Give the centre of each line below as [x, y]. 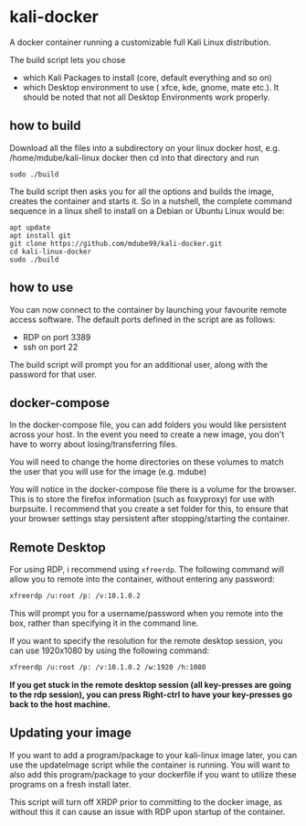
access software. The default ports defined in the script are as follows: [142, 319]
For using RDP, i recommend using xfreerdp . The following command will [147, 570]
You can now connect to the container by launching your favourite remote [148, 309]
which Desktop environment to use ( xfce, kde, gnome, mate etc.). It [151, 87]
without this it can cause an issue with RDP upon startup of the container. [148, 811]
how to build [45, 126]
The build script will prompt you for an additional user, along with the [138, 364]
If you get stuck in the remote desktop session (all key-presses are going [151, 684]
